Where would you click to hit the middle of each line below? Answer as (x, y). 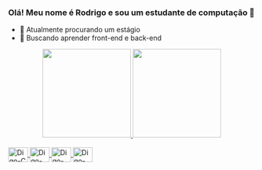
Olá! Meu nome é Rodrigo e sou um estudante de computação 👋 (131, 13)
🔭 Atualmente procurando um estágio (80, 30)
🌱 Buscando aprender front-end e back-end (91, 38)
